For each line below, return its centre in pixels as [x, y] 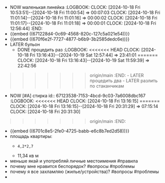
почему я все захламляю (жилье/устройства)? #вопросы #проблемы [84, 171]
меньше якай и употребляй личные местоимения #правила [74, 161]
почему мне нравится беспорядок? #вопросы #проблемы [72, 166]
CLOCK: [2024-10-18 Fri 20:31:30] [45, 111]
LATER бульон [25, 44]
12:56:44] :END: [26, 28]
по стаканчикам [107, 86]
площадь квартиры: [31, 136]
